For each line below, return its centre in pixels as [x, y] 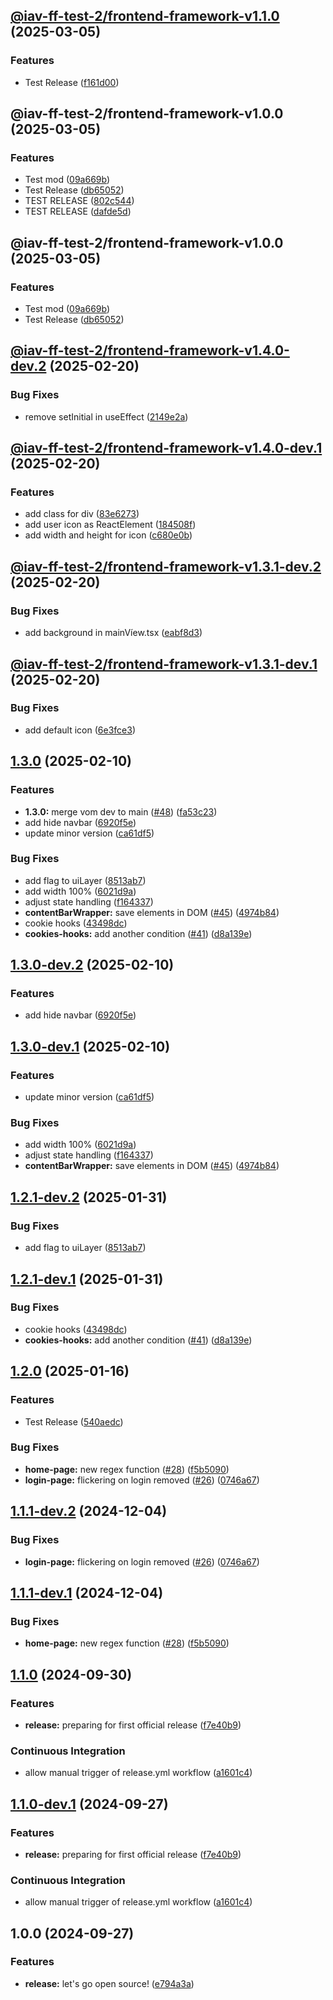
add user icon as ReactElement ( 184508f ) [110, 525]
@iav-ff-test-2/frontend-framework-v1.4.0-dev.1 [166, 448]
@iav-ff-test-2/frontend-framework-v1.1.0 [145, 16]
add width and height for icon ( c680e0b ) [108, 535]
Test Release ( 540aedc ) [74, 1421]
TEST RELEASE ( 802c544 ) [79, 201]
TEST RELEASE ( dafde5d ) [78, 211]
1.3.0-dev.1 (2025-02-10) [90, 1046]
